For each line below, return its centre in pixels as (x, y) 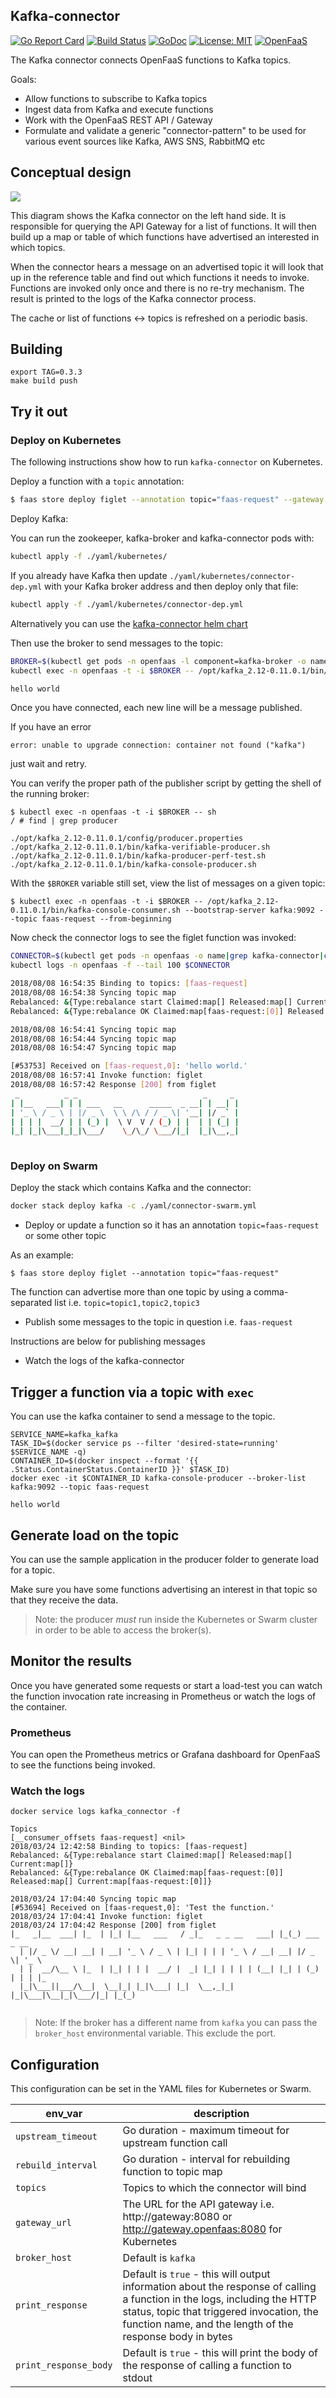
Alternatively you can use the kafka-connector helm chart (129, 623)
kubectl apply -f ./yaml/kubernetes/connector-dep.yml (127, 604)
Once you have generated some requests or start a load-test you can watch (166, 1685)
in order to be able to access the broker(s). (123, 1630)
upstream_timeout (56, 2137)
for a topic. (33, 1570)
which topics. (38, 247)
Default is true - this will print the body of (220, 2353)
